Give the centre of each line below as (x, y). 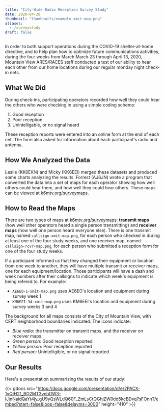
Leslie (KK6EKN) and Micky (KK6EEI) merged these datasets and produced (81, 172)
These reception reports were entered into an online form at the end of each (82, 134)
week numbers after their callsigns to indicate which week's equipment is (79, 276)
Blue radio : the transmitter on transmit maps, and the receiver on (78, 331)
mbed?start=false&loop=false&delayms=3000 (52, 404)
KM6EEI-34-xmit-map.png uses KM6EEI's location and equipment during (84, 302)
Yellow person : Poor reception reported (52, 347)
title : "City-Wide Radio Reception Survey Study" (57, 10)
